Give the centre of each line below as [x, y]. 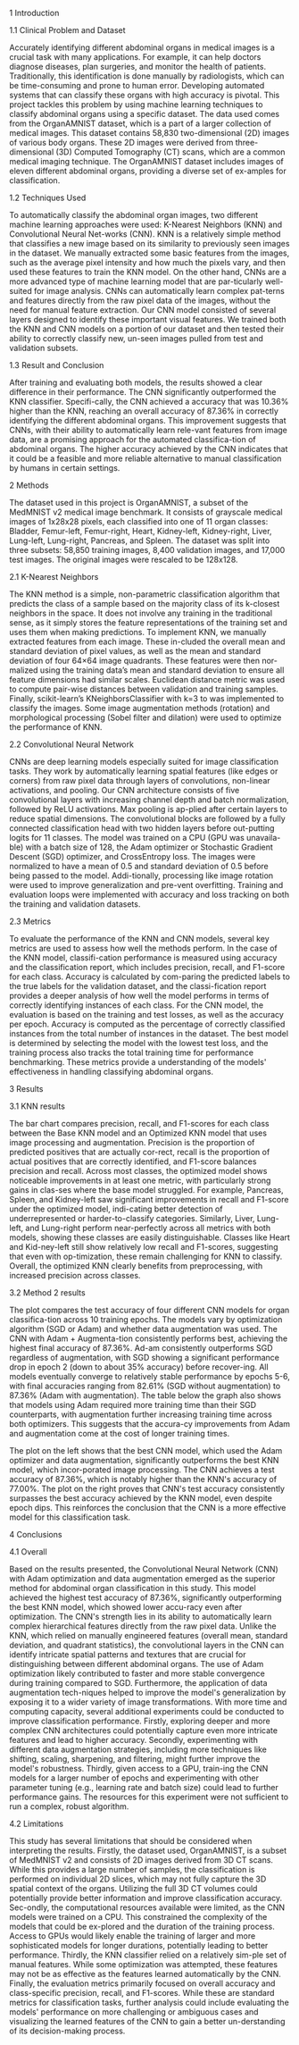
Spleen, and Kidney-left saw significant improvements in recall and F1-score [149, 1199]
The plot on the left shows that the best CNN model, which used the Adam [146, 1450]
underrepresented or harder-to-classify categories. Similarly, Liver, [132, 1218]
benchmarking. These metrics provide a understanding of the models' [138, 1062]
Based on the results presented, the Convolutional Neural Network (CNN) [144, 1569]
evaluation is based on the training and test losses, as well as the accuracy [146, 1014]
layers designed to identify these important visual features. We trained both [148, 319]
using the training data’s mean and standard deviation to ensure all [162, 670]
